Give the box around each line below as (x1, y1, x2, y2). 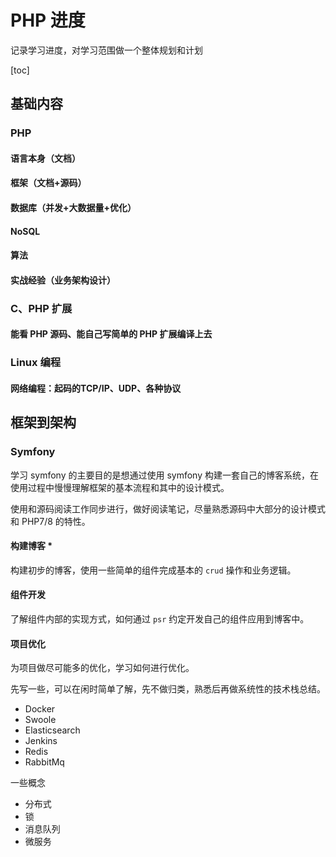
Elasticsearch (24, 724, 81, 736)
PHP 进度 (10, 9, 86, 32)
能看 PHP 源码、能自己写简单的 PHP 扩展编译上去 (10, 328, 213, 340)
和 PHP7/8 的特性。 (10, 515, 91, 527)
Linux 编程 (10, 356, 62, 370)
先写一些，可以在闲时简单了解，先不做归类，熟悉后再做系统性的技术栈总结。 (10, 683, 326, 695)
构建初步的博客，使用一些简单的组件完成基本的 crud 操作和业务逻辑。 (10, 564, 297, 576)
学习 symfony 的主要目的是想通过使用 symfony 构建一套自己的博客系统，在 (10, 469, 319, 481)
